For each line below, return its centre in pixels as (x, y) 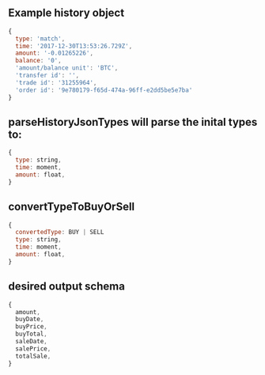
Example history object (66, 13)
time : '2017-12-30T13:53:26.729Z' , (74, 46)
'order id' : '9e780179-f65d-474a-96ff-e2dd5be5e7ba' (104, 90)
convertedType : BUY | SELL (60, 233)
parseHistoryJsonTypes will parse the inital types (133, 122)
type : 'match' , (40, 39)
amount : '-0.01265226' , (54, 53)
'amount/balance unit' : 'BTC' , (67, 68)
